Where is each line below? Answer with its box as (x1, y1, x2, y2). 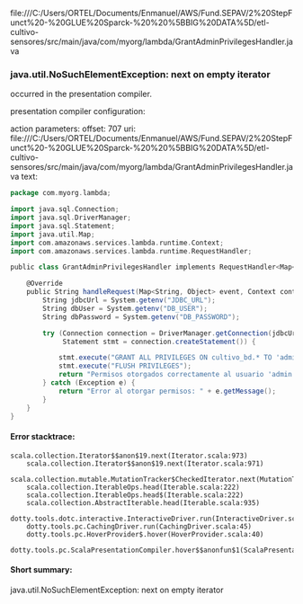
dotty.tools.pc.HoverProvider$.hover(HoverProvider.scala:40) (26, 529, 264, 538)
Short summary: (10, 564, 73, 575)
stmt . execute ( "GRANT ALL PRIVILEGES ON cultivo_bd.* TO (58, 353, 272, 362)
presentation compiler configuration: (10, 106, 146, 117)
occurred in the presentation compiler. (10, 89, 152, 100)
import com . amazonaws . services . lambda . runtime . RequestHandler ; (10, 246, 253, 255)
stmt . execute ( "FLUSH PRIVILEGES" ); (58, 361, 192, 371)
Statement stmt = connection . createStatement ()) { (62, 337, 256, 346)
